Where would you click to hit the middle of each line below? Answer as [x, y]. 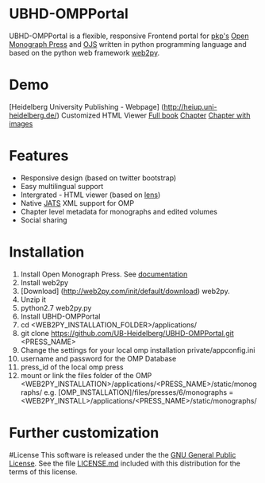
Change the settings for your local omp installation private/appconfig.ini [138, 350]
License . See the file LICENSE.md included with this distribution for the [125, 463]
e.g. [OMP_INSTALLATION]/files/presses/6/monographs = [139, 392]
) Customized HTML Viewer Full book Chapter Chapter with [154, 115]
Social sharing [44, 220]
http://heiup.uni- [190, 106]
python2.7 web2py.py [56, 307]
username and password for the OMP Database [98, 358]
